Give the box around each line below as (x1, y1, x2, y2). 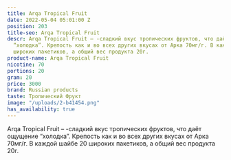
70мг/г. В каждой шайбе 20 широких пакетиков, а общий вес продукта (7, 139, 215, 148)
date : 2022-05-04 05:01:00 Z (7, 16, 91, 23)
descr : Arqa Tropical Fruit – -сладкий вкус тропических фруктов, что (7, 36, 214, 43)
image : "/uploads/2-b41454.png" (7, 100, 100, 106)
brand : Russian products (7, 87, 78, 93)
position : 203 (7, 23, 48, 30)
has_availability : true (7, 106, 76, 113)
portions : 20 (7, 67, 45, 74)
